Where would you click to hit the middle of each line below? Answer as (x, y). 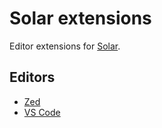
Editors (32, 77)
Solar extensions (80, 18)
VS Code (42, 112)
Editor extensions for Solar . (65, 46)
